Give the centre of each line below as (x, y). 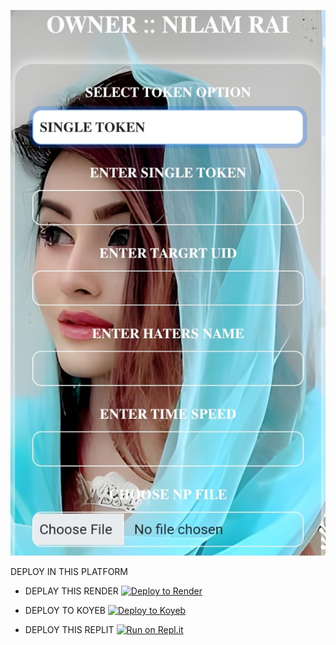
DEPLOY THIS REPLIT (69, 630)
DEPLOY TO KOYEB (65, 611)
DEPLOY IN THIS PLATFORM (69, 572)
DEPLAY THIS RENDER (71, 591)
